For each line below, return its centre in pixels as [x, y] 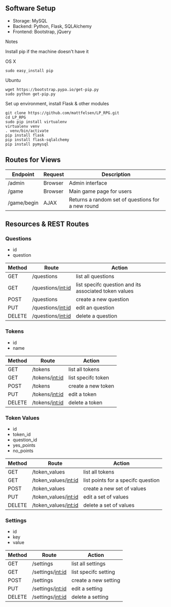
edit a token [82, 394]
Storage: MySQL [30, 20]
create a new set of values [115, 488]
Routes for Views [33, 160]
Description [116, 174]
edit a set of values [106, 497]
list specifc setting [93, 572]
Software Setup [31, 8]
